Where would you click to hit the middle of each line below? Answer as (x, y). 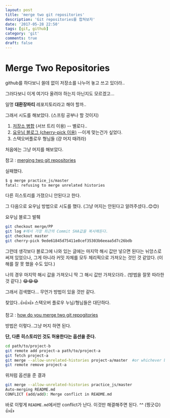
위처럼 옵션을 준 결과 (26, 375)
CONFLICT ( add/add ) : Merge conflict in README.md (59, 394)
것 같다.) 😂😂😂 (22, 281)
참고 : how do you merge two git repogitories (52, 315)
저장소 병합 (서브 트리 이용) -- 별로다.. (50, 126)
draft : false (19, 43)
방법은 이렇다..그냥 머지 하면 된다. (38, 326)
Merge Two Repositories (58, 68)
